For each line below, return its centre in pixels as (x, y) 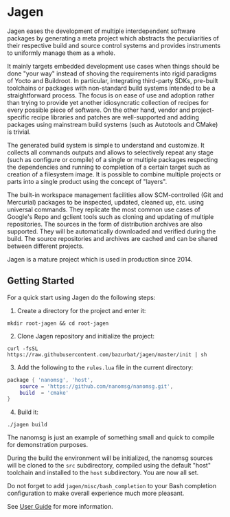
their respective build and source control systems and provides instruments (114, 45)
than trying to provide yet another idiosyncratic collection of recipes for (108, 102)
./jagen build (27, 425)
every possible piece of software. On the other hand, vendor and (99, 110)
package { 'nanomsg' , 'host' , (50, 380)
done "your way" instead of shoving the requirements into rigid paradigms (112, 73)
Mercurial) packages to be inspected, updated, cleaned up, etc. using (106, 202)
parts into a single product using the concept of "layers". (87, 181)
